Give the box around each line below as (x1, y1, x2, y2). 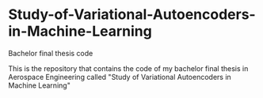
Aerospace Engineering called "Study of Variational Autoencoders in (8, 72, 231, 81)
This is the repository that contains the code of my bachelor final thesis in (8, 63, 249, 73)
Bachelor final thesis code (8, 48, 93, 58)
